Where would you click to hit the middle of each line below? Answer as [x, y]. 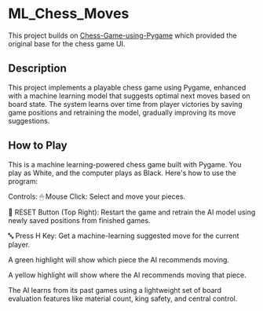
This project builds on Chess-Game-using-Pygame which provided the [122, 35]
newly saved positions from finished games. [79, 220]
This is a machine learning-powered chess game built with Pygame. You [125, 164]
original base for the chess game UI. [67, 43]
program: [23, 181]
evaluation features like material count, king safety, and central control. [123, 298]
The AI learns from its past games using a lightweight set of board [115, 290]
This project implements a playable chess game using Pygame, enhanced [127, 87]
